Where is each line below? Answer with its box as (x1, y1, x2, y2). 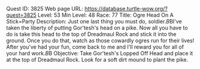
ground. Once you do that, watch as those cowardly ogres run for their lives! (6, 37, 195, 44)
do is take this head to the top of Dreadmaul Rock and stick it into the (6, 31, 177, 38)
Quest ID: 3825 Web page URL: (6, 5, 84, 12)
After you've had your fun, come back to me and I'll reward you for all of (6, 43, 184, 50)
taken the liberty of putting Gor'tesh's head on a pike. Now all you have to (6, 24, 188, 31)
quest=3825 (6, 11, 37, 19)
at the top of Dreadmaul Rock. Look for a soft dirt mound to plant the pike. (6, 56, 189, 63)
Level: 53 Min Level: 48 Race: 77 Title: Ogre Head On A (38, 11, 174, 19)
